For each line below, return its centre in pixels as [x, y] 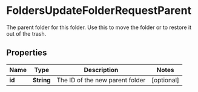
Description [101, 70]
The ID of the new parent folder [101, 80]
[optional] [165, 80]
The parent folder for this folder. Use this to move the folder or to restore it [99, 27]
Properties [27, 53]
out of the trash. [26, 33]
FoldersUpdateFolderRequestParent [99, 11]
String [41, 80]
